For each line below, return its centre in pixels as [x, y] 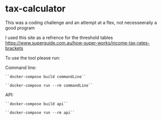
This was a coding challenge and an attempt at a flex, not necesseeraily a [81, 22]
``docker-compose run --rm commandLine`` [49, 85]
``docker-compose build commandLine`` [46, 76]
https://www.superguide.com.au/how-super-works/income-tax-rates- [77, 42]
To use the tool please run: [33, 57]
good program [20, 27]
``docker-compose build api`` [37, 104]
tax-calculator [36, 9]
